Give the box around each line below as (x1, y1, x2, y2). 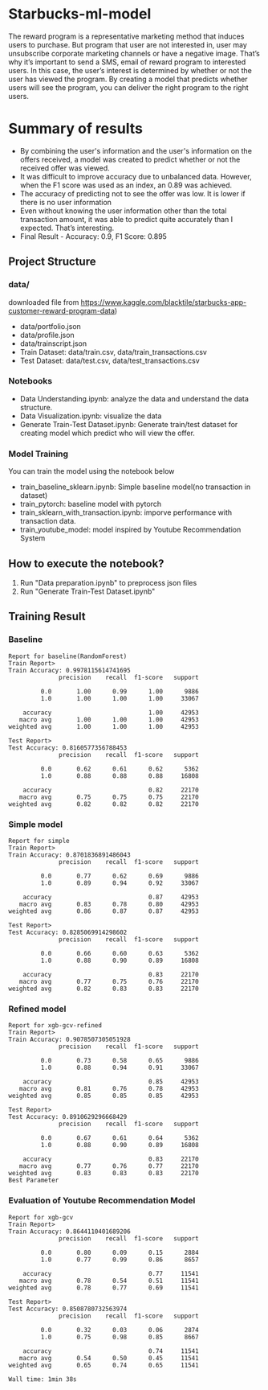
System (19, 533, 46, 543)
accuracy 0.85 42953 (22, 1078, 199, 1086)
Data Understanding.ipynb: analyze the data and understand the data (19, 393, 249, 403)
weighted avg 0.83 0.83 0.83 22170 (8, 1170, 199, 1178)
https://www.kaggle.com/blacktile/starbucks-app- (80, 297, 247, 306)
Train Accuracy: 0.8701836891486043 (8, 850, 131, 859)
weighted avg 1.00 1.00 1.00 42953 (8, 722, 199, 730)
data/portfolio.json (19, 321, 82, 331)
